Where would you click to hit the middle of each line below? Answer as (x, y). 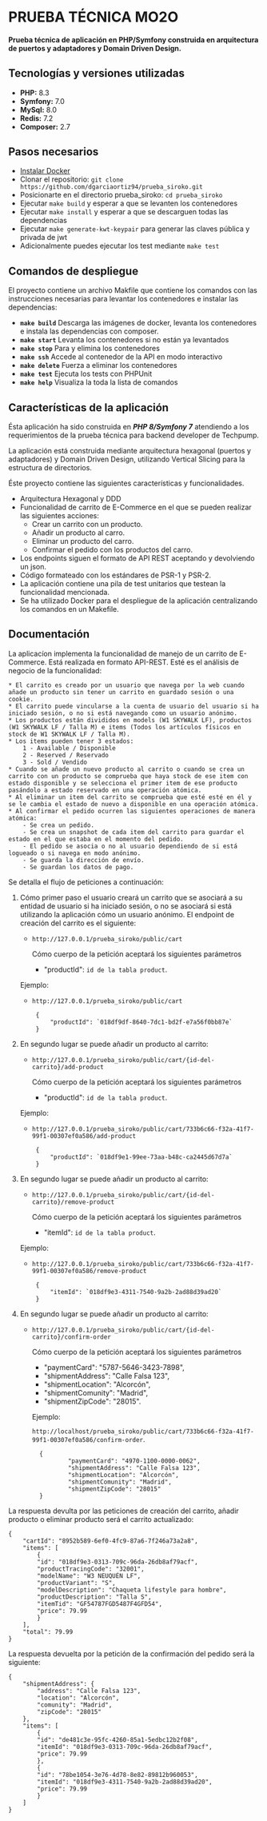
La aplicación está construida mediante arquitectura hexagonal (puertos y (130, 451)
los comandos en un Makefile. (70, 609)
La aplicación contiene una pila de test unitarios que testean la (123, 584)
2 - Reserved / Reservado (66, 755)
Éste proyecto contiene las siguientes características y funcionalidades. (126, 483)
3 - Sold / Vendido (55, 762)
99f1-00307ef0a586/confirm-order (88, 1440)
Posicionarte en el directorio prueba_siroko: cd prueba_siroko (121, 195)
